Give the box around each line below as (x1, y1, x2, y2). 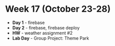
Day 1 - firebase (12, 20, 45, 25)
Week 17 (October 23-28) (5, 3, 111, 15)
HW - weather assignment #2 (12, 30, 73, 36)
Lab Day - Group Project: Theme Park (12, 35, 89, 41)
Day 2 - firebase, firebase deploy (12, 24, 80, 30)
